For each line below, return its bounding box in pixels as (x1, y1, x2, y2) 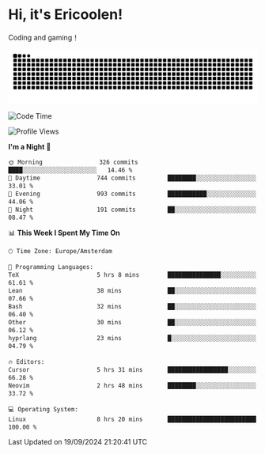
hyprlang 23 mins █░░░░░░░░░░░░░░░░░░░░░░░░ (8, 334, 257, 342)
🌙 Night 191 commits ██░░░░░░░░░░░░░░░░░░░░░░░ (8, 206, 257, 214)
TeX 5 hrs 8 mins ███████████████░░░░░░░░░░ (8, 271, 257, 278)
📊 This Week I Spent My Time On (8, 228, 120, 237)
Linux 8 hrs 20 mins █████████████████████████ (8, 415, 257, 423)
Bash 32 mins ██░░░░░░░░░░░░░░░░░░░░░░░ (8, 302, 257, 310)
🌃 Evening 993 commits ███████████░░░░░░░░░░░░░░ (8, 190, 257, 198)
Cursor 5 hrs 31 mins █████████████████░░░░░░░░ (8, 365, 257, 373)
